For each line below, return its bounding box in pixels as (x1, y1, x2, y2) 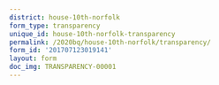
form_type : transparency (9, 21, 101, 30)
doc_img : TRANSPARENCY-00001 (9, 63, 117, 72)
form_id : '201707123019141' (9, 46, 113, 55)
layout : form (9, 54, 57, 63)
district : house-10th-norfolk (9, 12, 121, 22)
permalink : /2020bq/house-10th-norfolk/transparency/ (9, 37, 212, 47)
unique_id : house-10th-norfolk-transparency (9, 29, 176, 38)
